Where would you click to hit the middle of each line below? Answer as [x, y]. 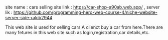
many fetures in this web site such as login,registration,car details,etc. [77, 32]
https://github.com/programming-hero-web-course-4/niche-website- [86, 12]
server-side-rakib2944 [29, 18]
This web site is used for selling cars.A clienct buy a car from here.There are [84, 27]
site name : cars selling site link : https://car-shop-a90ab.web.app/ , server [82, 7]
